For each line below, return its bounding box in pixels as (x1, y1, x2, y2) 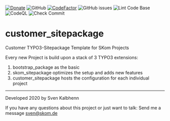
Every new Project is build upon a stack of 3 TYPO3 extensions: (5, 54, 138, 60)
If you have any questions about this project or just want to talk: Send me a (5, 104, 161, 111)
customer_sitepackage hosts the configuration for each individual (12, 75, 149, 81)
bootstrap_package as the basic (12, 64, 80, 70)
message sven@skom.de (5, 110, 58, 116)
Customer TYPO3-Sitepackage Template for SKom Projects (5, 45, 129, 51)
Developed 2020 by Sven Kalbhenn (5, 95, 79, 101)
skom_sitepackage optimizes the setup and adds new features (12, 69, 143, 75)
